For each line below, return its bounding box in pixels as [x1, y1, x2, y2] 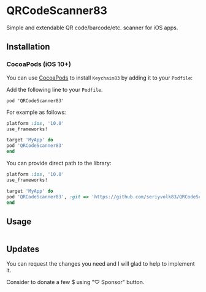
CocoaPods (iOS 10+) [6, 60, 72, 69]
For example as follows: [6, 108, 66, 116]
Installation [6, 42, 50, 52]
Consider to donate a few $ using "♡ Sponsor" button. [6, 279, 145, 285]
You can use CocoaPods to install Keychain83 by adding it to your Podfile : [6, 74, 193, 81]
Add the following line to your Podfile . [6, 86, 103, 93]
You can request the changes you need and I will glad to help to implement [6, 260, 195, 267]
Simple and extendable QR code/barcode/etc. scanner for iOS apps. [6, 24, 178, 31]
